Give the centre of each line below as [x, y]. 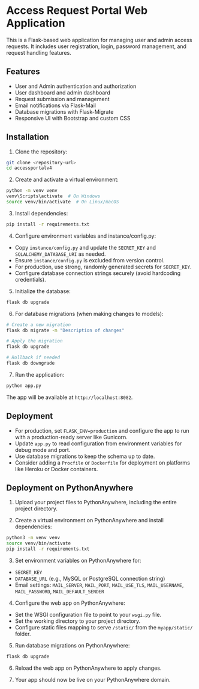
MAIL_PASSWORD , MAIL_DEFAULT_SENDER [59, 592]
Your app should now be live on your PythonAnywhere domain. [93, 679]
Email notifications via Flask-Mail [55, 105]
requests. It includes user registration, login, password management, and [97, 46]
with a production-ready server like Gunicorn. [71, 437]
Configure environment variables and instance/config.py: [85, 236]
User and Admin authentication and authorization [76, 86]
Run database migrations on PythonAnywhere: [72, 646]
